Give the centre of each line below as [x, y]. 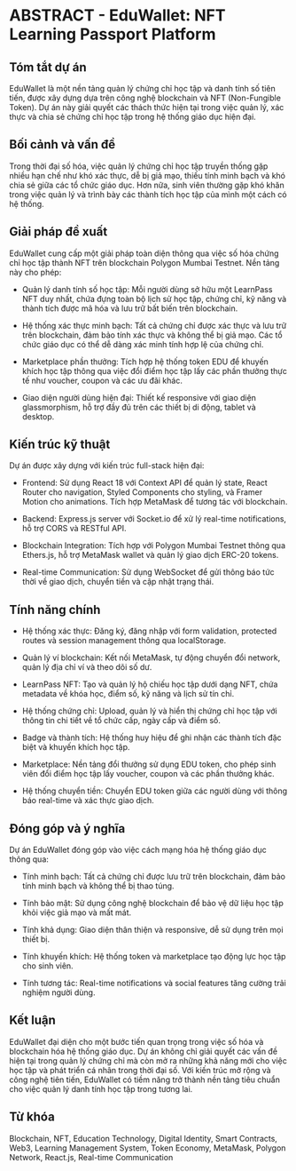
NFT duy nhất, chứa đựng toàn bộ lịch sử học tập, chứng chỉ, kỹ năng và [154, 299]
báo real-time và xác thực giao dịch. [88, 801]
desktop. [38, 416]
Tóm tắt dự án [48, 67]
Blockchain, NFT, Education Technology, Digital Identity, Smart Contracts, [143, 1138]
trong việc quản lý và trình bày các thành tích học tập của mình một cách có [148, 194]
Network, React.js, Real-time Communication [91, 1157]
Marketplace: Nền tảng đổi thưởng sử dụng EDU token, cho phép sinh [149, 764]
